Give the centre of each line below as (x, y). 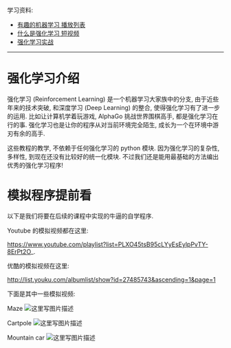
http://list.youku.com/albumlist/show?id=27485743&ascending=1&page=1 (111, 279)
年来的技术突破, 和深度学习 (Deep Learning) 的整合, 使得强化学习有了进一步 (114, 107)
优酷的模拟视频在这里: (38, 265)
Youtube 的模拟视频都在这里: (48, 230)
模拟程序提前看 (49, 196)
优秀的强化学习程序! (35, 165)
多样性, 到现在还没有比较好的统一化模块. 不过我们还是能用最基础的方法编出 (113, 156)
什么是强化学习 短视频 (48, 33)
